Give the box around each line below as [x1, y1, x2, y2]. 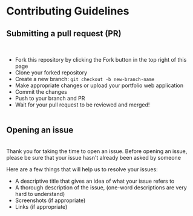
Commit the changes [15, 88, 68, 95]
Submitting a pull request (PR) [6, 28, 122, 39]
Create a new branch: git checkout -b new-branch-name [15, 76, 155, 82]
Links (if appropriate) [15, 203, 68, 210]
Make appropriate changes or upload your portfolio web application [15, 82, 183, 89]
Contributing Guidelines [6, 4, 129, 18]
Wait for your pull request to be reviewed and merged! [15, 101, 150, 108]
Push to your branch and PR [15, 95, 85, 102]
